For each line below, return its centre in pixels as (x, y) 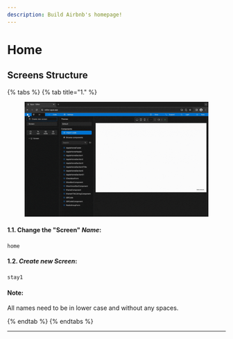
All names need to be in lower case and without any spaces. (93, 308)
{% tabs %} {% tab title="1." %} (52, 92)
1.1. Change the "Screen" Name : (54, 230)
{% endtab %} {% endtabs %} (50, 322)
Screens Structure (48, 75)
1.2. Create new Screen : (42, 261)
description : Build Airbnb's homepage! (65, 15)
